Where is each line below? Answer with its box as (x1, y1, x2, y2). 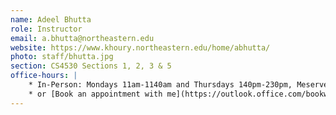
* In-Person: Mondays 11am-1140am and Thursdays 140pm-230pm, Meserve (28, 80, 329, 90)
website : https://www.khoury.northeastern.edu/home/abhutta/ (10, 42, 271, 53)
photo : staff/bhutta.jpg (10, 52, 114, 62)
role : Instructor (10, 24, 83, 34)
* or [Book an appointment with (28, 89, 163, 99)
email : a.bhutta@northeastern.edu (10, 33, 155, 43)
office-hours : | (10, 71, 78, 81)
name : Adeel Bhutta (10, 14, 92, 25)
